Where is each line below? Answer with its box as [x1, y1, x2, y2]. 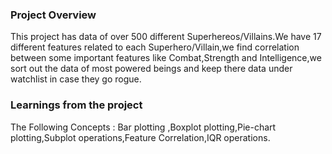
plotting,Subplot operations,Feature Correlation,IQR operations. [10, 131, 271, 143]
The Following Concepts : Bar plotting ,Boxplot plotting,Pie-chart [10, 121, 277, 133]
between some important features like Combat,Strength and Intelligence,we [10, 52, 322, 64]
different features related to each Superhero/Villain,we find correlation [10, 41, 300, 53]
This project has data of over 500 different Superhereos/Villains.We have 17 [10, 31, 322, 43]
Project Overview [10, 8, 97, 22]
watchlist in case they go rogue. [10, 73, 142, 85]
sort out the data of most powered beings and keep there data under [10, 63, 293, 75]
